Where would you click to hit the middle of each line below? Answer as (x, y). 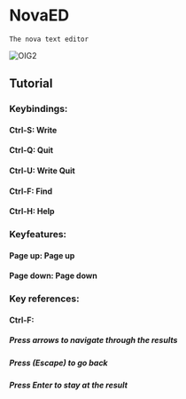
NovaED (39, 16)
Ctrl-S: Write (33, 130)
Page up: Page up (42, 255)
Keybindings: (39, 109)
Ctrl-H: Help (32, 211)
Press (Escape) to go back (58, 363)
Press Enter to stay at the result (69, 385)
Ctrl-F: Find (31, 191)
